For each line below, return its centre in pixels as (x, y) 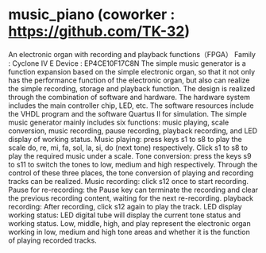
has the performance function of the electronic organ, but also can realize (129, 80)
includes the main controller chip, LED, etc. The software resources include (131, 105)
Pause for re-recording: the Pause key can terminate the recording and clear (133, 190)
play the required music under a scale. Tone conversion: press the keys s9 (130, 155)
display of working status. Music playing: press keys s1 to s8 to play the (125, 139)
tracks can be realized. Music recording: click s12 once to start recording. (128, 181)
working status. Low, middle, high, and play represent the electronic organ (130, 223)
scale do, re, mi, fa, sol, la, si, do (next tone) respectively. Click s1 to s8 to (128, 148)
